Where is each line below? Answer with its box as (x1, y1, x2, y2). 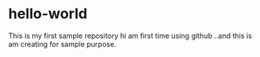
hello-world (8, 5, 88, 23)
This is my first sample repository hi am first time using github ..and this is (8, 31, 253, 40)
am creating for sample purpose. (8, 39, 116, 48)
